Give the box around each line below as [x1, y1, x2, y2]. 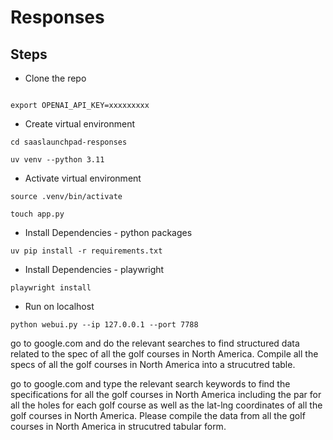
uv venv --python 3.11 [10, 155, 105, 165]
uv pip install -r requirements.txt [10, 246, 163, 256]
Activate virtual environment [24, 172, 142, 184]
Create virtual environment [24, 118, 136, 130]
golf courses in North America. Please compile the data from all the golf [10, 410, 306, 421]
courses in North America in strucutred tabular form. [10, 421, 227, 432]
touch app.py [10, 209, 65, 219]
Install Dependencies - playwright [24, 264, 165, 275]
